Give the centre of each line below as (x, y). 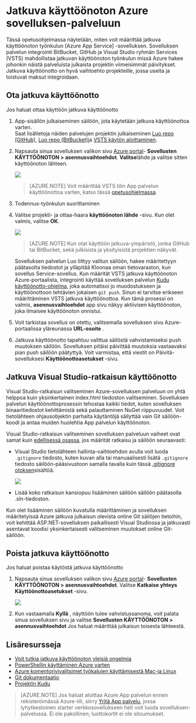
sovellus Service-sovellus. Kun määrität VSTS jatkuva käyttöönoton (96, 273)
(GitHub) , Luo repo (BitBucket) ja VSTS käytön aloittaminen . (86, 140)
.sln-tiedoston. (32, 499)
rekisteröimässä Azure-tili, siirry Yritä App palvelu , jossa (88, 701)
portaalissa (28, 328)
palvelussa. (34, 714)
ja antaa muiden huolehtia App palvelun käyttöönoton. (86, 422)
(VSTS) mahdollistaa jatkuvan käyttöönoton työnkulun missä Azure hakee (95, 58)
